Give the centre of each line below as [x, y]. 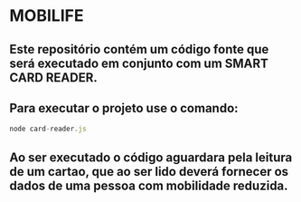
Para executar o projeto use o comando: [124, 108]
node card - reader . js [48, 129]
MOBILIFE [47, 16]
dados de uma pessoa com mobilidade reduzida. [149, 185]
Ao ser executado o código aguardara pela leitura [151, 157]
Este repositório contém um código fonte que [139, 49]
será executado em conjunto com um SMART [139, 63]
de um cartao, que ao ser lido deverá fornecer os [149, 172]
